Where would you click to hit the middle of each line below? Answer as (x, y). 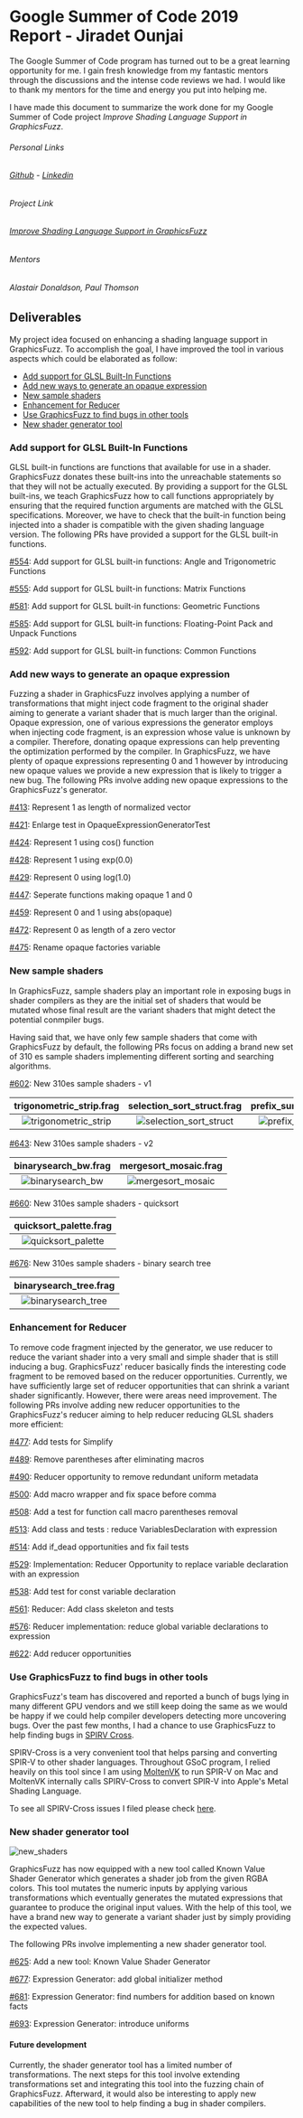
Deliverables (46, 318)
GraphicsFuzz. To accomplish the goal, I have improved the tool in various (147, 349)
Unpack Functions (43, 633)
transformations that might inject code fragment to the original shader (139, 703)
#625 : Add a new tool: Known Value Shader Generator (110, 1962)
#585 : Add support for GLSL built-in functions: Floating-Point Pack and (141, 623)
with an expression (44, 1574)
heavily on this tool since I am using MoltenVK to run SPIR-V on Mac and (144, 1772)
